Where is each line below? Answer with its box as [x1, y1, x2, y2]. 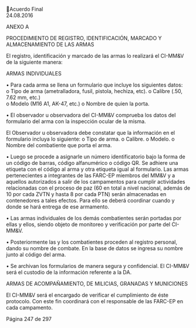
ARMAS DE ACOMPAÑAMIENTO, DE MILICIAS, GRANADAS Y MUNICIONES [6, 280, 188, 287]
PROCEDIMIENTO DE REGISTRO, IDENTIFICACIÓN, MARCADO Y [6, 35, 163, 41]
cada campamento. [6, 304, 53, 311]
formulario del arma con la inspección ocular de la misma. [6, 118, 146, 125]
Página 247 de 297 [6, 316, 52, 322]
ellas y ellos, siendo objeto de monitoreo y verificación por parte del [6, 221, 171, 228]
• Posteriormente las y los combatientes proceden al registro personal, [6, 238, 178, 246]
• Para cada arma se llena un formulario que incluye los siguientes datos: [6, 81, 183, 88]
